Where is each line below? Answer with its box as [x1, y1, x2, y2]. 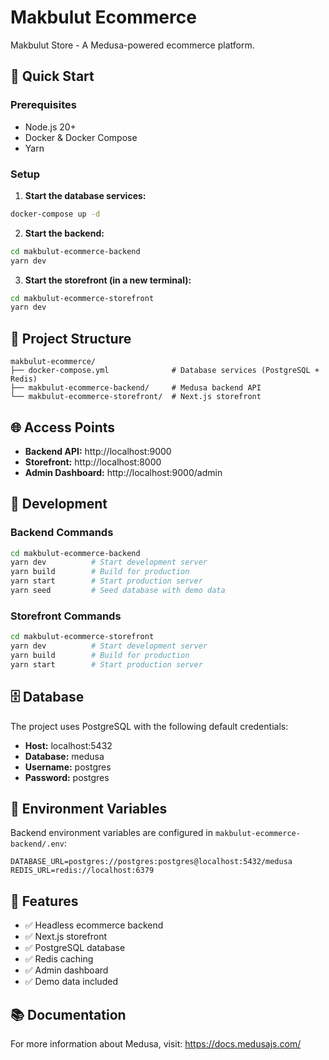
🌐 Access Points [10, 419, 116, 436]
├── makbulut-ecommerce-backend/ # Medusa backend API [10, 383, 262, 393]
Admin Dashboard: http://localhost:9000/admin [24, 466, 223, 478]
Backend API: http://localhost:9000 [24, 445, 172, 457]
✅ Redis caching [24, 953, 94, 965]
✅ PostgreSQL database [24, 942, 126, 954]
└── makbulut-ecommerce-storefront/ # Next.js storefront [10, 392, 262, 402]
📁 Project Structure [10, 330, 132, 347]
